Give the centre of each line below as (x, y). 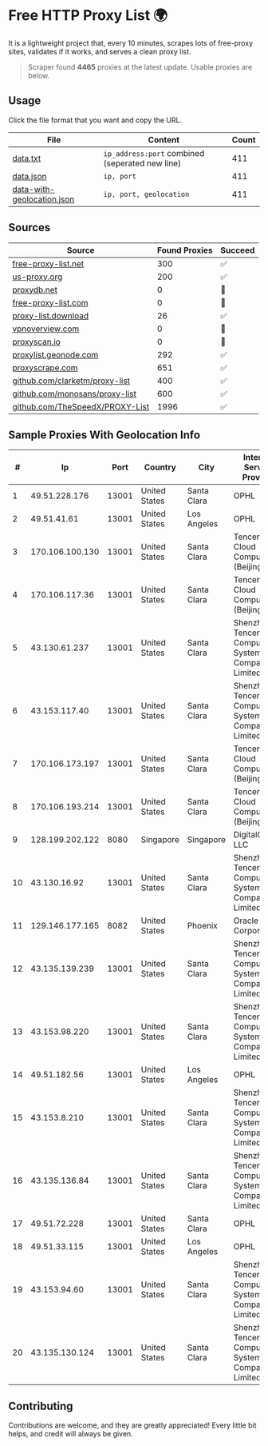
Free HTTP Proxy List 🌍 (88, 16)
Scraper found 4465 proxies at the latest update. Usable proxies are (140, 67)
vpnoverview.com (46, 329)
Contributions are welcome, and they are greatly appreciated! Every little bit (132, 1425)
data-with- (34, 189)
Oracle (246, 921)
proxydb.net (35, 290)
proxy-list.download (51, 315)
